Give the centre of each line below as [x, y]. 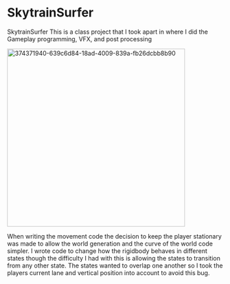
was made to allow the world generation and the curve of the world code [110, 243]
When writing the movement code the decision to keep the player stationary [114, 236]
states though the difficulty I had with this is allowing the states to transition [114, 258]
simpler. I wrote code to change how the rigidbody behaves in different [107, 251]
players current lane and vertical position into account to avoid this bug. [108, 272]
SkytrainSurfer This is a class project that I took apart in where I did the [107, 32]
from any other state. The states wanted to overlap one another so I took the [115, 265]
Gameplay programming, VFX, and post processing [80, 39]
